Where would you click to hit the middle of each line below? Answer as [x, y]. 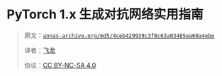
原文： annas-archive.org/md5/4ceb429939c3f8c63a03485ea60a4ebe [119, 35]
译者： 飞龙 [40, 50]
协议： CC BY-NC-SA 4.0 [60, 65]
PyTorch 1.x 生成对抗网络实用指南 [105, 14]
